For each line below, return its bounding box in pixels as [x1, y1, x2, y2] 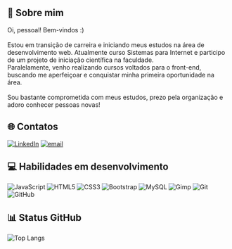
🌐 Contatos [7, 121, 58, 133]
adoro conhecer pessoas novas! [7, 100, 101, 109]
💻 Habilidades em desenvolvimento [7, 161, 169, 173]
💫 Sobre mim [7, 7, 65, 19]
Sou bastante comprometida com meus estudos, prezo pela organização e [7, 93, 224, 101]
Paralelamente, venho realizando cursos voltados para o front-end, [7, 63, 202, 71]
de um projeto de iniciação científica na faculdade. [7, 56, 154, 64]
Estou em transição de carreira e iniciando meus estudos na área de [7, 40, 205, 49]
